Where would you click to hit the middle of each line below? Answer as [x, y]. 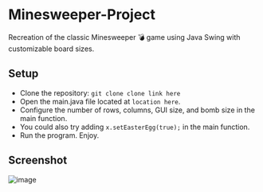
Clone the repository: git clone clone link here [100, 92]
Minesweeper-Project [82, 15]
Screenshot [38, 161]
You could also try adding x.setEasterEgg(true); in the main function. [135, 127]
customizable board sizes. [51, 49]
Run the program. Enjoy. [59, 135]
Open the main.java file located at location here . [100, 101]
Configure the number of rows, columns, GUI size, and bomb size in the [137, 110]
